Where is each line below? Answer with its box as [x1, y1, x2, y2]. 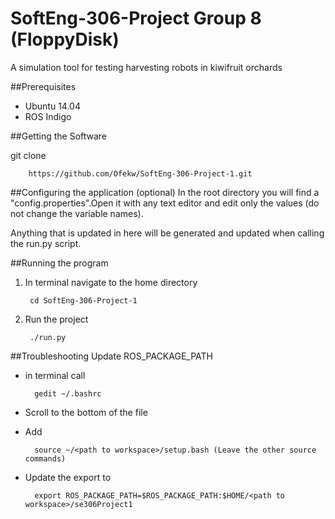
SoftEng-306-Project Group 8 [10, 7, 262, 30]
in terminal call [24, 369, 86, 381]
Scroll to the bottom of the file [24, 406, 148, 418]
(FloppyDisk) [10, 28, 120, 51]
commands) [24, 453, 67, 464]
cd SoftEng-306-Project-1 [29, 295, 138, 306]
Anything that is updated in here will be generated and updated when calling [10, 227, 325, 239]
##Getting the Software [10, 130, 108, 142]
